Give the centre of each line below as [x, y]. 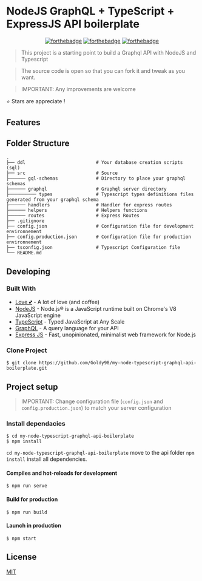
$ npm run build [27, 512]
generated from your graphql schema [52, 200]
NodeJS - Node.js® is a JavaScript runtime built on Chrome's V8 [96, 308]
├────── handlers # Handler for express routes [89, 205]
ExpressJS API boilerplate [73, 24]
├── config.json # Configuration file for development [100, 226]
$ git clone [21, 363]
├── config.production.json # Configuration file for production [99, 237]
